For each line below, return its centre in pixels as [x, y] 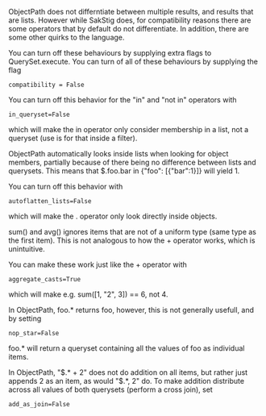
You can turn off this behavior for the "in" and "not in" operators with [123, 100]
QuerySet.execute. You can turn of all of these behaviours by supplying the [133, 61]
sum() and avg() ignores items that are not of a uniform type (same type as [132, 232]
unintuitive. [27, 249]
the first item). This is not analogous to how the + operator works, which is [132, 240]
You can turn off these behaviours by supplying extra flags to [110, 53]
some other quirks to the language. [66, 37]
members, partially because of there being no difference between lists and [132, 162]
